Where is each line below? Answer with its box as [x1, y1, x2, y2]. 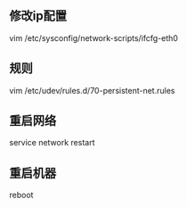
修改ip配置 [9, 8, 67, 24]
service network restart [9, 137, 95, 148]
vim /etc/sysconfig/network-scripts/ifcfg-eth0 [9, 32, 178, 43]
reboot [9, 190, 34, 201]
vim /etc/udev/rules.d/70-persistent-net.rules [9, 85, 175, 95]
